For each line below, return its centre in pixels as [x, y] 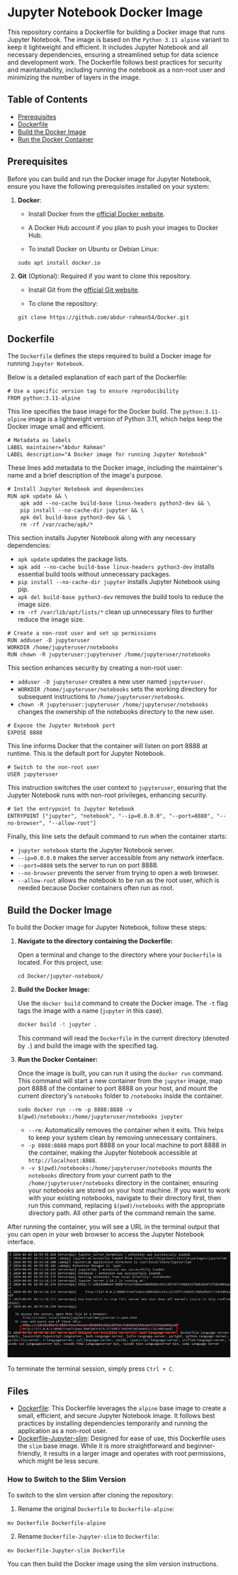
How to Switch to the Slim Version [67, 1479]
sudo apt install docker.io [59, 263]
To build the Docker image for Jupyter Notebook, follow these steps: [107, 928]
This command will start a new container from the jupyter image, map [120, 1081]
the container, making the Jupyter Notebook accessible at [113, 1153]
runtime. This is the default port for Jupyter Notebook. [86, 754]
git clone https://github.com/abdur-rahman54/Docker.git [103, 317]
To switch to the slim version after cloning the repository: [90, 1495]
